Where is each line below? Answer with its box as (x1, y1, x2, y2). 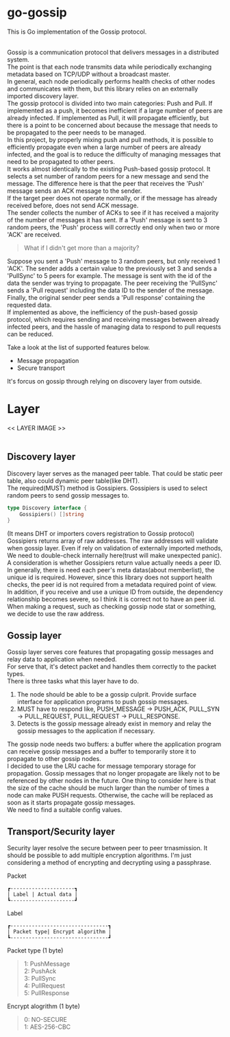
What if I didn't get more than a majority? (23, 244, 140, 252)
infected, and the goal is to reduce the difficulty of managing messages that (7, 150, 221, 159)
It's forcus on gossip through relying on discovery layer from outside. (7, 377, 202, 385)
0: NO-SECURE (23, 1015, 67, 1023)
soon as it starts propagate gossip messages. (7, 798, 136, 807)
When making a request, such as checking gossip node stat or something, (7, 603, 217, 611)
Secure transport (16, 364, 65, 372)
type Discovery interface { (7, 504, 88, 511)
